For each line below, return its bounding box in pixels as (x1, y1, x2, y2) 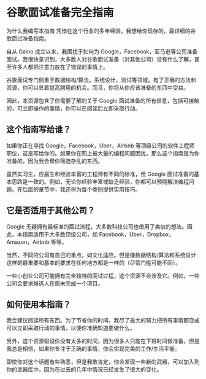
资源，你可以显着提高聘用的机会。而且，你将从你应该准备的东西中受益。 (6, 84, 189, 91)
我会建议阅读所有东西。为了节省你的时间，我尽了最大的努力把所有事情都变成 (6, 317, 200, 324)
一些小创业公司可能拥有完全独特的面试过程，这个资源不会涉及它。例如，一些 (6, 272, 200, 279)
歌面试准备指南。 (6, 34, 50, 42)
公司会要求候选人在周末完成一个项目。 (6, 279, 103, 287)
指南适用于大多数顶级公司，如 (22, 230, 98, 238)
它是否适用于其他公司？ (6, 205, 95, 216)
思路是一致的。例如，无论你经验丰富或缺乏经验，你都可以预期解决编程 (11, 178, 189, 185)
